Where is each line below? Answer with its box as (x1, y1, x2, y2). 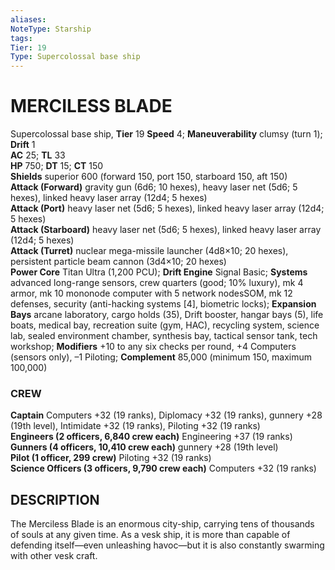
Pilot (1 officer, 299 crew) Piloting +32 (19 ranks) (10, 452, 212, 464)
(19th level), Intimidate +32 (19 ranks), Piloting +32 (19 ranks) (10, 420, 261, 432)
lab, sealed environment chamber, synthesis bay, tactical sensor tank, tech (10, 330, 318, 342)
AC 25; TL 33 (10, 149, 66, 161)
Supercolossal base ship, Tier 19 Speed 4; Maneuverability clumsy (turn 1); (10, 128, 323, 140)
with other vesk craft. (10, 550, 98, 562)
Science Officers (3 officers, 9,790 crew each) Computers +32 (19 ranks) (10, 462, 317, 475)
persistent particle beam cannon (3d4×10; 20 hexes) (10, 256, 227, 268)
